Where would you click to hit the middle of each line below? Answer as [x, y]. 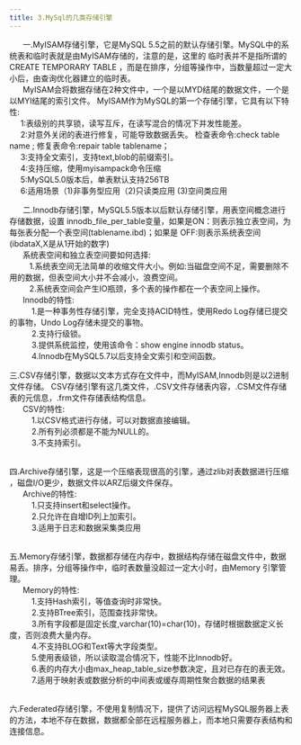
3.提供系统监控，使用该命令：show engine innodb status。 [140, 345]
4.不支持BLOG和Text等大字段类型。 [97, 646]
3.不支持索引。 [58, 443]
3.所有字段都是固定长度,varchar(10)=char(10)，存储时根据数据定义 [154, 624]
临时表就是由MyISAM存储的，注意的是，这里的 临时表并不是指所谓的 [160, 56]
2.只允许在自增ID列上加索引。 [86, 516]
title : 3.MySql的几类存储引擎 [61, 18]
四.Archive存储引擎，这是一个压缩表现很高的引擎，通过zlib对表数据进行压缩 [149, 471]
